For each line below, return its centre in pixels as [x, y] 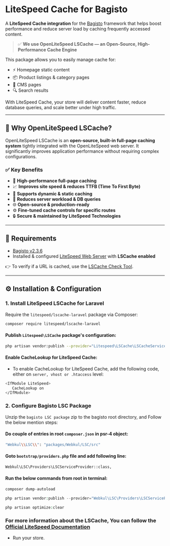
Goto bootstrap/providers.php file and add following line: [66, 456]
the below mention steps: [32, 422]
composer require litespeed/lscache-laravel [53, 324]
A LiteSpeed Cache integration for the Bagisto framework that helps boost [83, 23]
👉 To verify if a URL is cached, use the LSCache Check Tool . [69, 266]
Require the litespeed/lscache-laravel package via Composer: [72, 314]
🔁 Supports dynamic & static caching [52, 194]
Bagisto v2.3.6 [28, 251]
